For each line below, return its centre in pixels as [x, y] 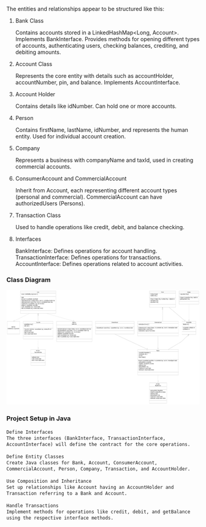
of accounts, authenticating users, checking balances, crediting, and [102, 46]
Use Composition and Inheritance [49, 481]
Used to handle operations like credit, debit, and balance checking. [100, 227]
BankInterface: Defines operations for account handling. [86, 251]
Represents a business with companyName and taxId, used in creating [104, 160]
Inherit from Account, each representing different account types [96, 190]
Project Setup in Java [39, 419]
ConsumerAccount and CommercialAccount [71, 178]
